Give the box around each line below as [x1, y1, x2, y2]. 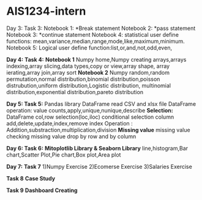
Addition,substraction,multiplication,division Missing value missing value [6, 126, 191, 133]
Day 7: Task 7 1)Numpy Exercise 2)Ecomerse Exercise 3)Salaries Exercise [6, 163, 193, 170]
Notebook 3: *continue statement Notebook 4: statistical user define [6, 31, 179, 38]
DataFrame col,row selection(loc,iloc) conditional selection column [6, 113, 174, 120]
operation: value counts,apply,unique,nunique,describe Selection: [6, 106, 173, 114]
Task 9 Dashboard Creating [6, 187, 78, 194]
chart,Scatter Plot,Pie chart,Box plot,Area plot [6, 151, 121, 158]
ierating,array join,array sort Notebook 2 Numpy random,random [6, 69, 170, 76]
